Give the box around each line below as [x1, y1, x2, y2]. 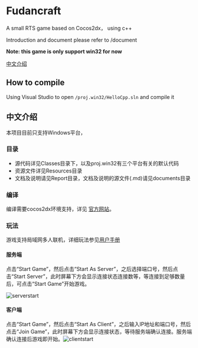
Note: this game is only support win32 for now [6, 47, 122, 55]
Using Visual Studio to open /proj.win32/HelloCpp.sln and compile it [6, 93, 174, 100]
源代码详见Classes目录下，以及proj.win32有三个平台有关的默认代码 [14, 159, 179, 167]
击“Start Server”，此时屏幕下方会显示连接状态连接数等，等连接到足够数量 [6, 273, 185, 280]
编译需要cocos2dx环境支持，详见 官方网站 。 [6, 206, 115, 213]
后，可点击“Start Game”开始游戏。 [6, 280, 90, 287]
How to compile [6, 78, 65, 88]
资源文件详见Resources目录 [14, 167, 83, 174]
